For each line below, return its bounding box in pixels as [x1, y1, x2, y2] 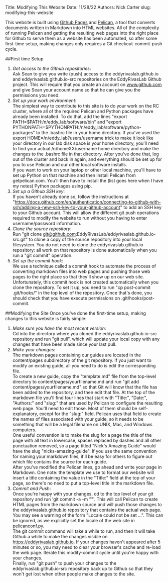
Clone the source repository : [12, 226, 72, 232]
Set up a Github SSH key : [12, 188, 65, 194]
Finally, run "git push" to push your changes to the [12, 560, 117, 566]
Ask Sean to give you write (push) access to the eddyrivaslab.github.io [12, 71, 159, 77]
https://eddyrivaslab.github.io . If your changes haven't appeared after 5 [12, 539, 160, 545]
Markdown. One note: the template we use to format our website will [12, 469, 154, 475]
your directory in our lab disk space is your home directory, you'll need [12, 140, 159, 146]
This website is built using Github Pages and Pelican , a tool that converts [5, 20, 155, 25]
